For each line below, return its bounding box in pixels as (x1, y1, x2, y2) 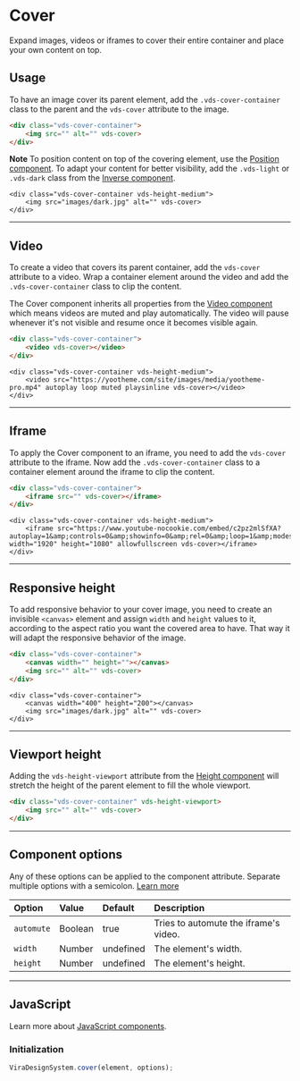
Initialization (9, 1043, 64, 1055)
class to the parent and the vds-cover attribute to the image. (9, 104, 229, 114)
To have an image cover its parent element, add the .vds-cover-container (9, 94, 281, 105)
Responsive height (9, 580, 116, 595)
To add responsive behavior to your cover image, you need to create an (9, 604, 272, 615)
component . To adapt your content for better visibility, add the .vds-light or (9, 163, 290, 174)
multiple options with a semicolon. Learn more (9, 880, 179, 891)
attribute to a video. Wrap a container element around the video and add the (9, 272, 289, 283)
